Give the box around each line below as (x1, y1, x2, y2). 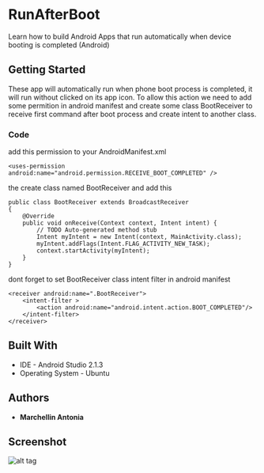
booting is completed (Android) (8, 40, 110, 49)
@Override (22, 212, 55, 221)
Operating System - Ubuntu (19, 368, 110, 377)
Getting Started (8, 63, 86, 77)
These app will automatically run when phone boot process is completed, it (8, 84, 253, 93)
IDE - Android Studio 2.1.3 (19, 360, 104, 369)
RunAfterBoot (8, 6, 100, 24)
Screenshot (8, 435, 67, 448)
